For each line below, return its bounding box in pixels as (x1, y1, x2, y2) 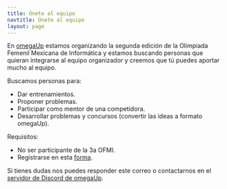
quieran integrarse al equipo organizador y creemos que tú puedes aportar (7, 56, 220, 65)
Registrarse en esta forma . (17, 153, 93, 162)
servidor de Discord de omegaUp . (7, 174, 103, 182)
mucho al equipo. (7, 63, 57, 72)
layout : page (7, 23, 45, 30)
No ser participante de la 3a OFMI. (17, 146, 115, 155)
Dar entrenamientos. (17, 90, 76, 98)
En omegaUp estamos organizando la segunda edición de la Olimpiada (7, 42, 208, 50)
